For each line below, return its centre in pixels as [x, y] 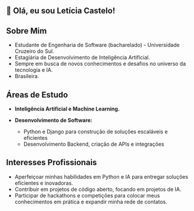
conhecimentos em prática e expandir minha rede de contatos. [91, 202]
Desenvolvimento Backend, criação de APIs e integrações [94, 144]
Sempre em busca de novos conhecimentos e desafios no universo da [100, 64]
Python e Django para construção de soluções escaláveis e [96, 132]
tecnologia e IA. [34, 70]
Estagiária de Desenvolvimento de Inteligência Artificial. [82, 58]
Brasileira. [27, 76]
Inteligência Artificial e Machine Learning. [67, 109]
